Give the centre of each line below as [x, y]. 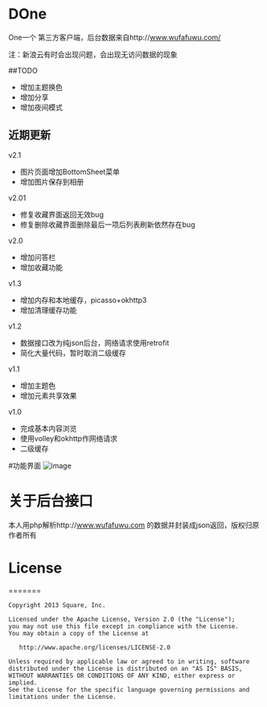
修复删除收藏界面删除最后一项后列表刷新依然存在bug [107, 224]
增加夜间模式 [41, 107]
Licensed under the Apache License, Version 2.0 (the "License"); [122, 619]
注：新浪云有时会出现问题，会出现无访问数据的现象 [93, 54]
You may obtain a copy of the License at [79, 633]
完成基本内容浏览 [48, 428]
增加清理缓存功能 [48, 310]
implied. [23, 682]
